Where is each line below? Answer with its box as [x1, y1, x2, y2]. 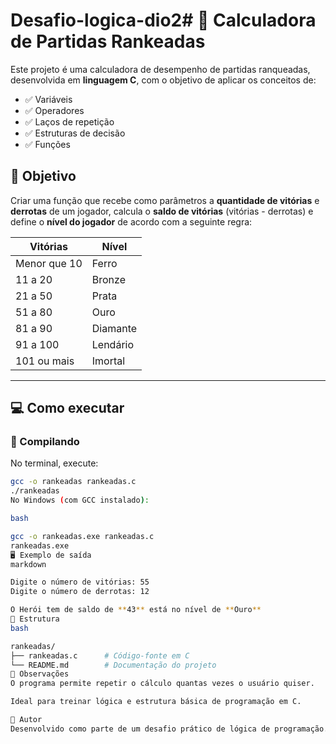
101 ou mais [15, 354, 75, 368]
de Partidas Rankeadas [10, 30, 206, 53]
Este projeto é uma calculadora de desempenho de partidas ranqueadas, [10, 63, 311, 75]
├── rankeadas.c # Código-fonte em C [10, 650, 190, 661]
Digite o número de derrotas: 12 [10, 587, 150, 597]
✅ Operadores [24, 104, 85, 116]
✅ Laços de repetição [24, 115, 115, 128]
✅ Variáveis [24, 93, 73, 105]
